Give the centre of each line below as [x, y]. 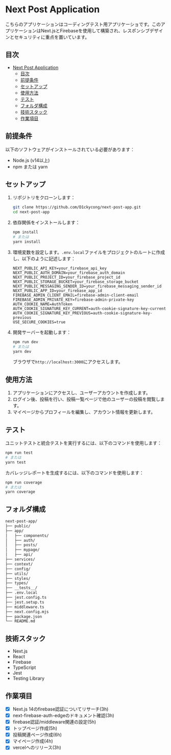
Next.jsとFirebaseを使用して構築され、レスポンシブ [95, 30]
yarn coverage [20, 492]
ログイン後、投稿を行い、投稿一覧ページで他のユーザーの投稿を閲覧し [87, 399]
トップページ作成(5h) [35, 728]
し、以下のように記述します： [44, 258]
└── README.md [20, 621]
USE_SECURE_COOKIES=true [39, 322]
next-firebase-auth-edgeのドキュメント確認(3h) [63, 715]
